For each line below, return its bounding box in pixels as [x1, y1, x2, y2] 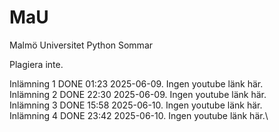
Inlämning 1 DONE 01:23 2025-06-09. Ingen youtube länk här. [9, 77, 264, 90]
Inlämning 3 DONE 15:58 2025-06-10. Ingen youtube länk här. [9, 99, 263, 111]
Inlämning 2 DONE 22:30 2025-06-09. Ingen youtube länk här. [9, 88, 267, 100]
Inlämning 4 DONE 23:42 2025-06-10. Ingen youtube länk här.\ [9, 109, 269, 121]
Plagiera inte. [9, 58, 64, 70]
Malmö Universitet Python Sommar [9, 39, 154, 51]
